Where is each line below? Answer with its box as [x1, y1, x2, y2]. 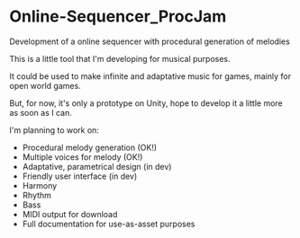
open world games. [9, 80, 81, 91]
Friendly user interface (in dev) [22, 171, 138, 181]
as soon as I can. [9, 107, 72, 118]
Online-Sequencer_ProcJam [9, 6, 227, 27]
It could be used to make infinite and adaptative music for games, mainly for [9, 70, 291, 82]
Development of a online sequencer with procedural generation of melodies [9, 36, 290, 47]
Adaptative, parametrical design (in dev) [22, 161, 172, 172]
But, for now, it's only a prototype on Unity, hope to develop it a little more [9, 97, 284, 109]
